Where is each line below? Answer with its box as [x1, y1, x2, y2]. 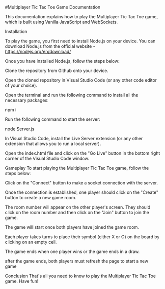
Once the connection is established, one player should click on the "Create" [5, 189, 159, 195]
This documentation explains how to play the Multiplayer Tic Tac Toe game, [5, 14, 158, 19]
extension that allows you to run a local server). [5, 141, 101, 146]
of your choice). [5, 82, 38, 88]
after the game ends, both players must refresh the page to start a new [5, 258, 149, 264]
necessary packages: [5, 97, 49, 103]
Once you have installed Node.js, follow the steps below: [5, 58, 120, 64]
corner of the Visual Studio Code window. [5, 155, 89, 161]
